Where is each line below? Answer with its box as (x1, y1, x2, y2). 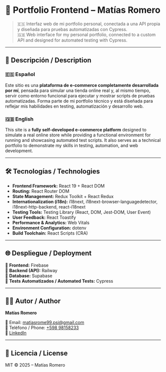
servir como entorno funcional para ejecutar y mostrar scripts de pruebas (5, 92, 155, 98)
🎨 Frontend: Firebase (5, 262, 49, 268)
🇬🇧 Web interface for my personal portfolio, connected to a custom (17, 32, 156, 38)
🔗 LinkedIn (5, 330, 27, 336)
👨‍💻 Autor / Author (5, 296, 61, 305)
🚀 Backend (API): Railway (5, 267, 58, 273)
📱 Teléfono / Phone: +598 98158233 (5, 325, 79, 331)
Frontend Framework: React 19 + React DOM (12, 183, 105, 189)
